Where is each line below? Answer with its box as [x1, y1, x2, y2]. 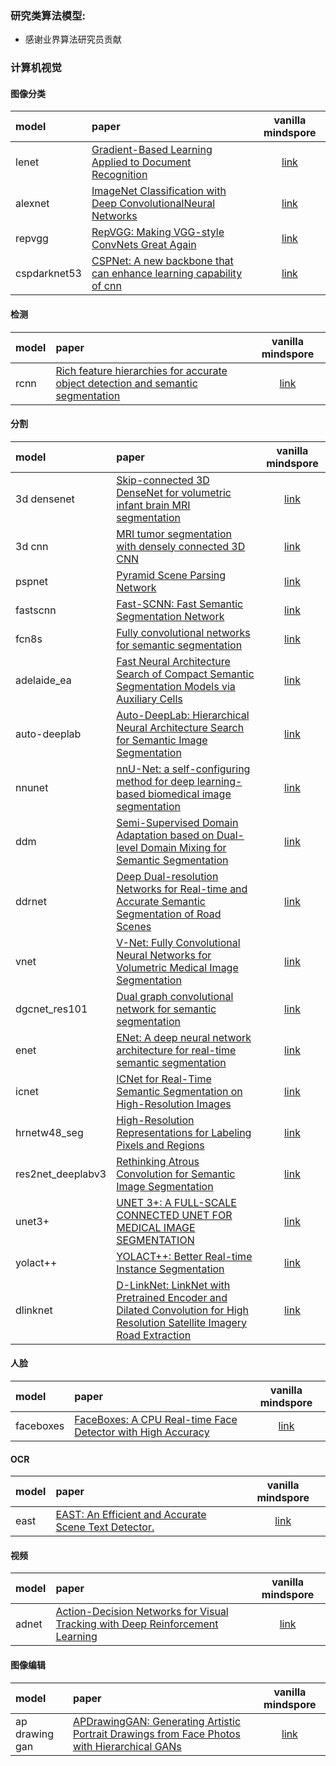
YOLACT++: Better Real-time [116, 1249, 253, 1263]
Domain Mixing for [140, 840, 227, 854]
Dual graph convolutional [116, 989, 234, 1003]
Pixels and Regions [116, 1138, 205, 1152]
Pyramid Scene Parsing [116, 568, 227, 582]
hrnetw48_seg [15, 1125, 84, 1139]
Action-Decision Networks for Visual [55, 1605, 229, 1619]
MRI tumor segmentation [116, 527, 232, 541]
